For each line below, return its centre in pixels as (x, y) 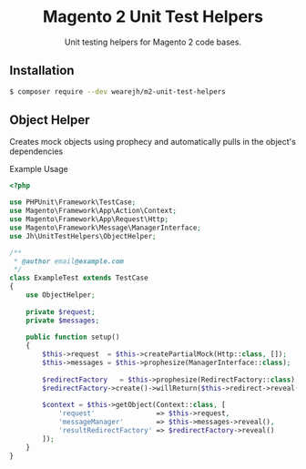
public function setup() (73, 337)
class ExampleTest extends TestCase (79, 278)
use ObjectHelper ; (61, 295)
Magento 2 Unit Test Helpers (153, 17)
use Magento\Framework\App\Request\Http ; (89, 219)
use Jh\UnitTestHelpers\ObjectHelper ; (83, 236)
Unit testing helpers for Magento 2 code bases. (153, 42)
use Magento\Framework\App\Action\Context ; (93, 211)
